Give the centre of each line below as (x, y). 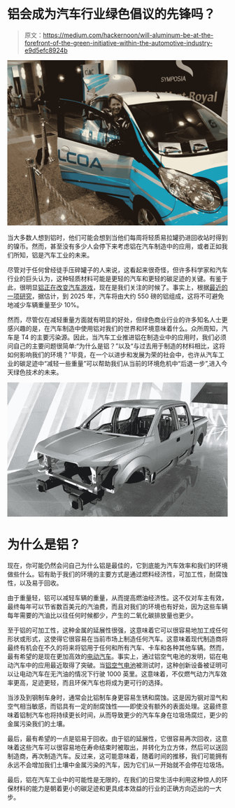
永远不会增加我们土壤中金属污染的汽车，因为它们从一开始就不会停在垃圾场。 (117, 765)
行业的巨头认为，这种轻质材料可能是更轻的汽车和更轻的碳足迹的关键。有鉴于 (117, 278)
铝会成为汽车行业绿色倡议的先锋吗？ (112, 14)
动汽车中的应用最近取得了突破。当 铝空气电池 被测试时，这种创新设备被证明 (114, 665)
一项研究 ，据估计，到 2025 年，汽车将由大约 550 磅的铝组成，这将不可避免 (116, 296)
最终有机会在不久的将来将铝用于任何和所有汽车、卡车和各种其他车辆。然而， (117, 647)
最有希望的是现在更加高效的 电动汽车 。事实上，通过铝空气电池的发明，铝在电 (117, 656)
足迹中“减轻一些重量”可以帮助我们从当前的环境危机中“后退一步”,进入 (123, 363)
